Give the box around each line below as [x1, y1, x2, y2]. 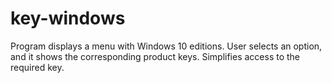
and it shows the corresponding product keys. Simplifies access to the [10, 50, 301, 62]
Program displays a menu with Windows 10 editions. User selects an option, [10, 40, 323, 52]
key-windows [10, 7, 126, 30]
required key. [10, 61, 65, 73]
